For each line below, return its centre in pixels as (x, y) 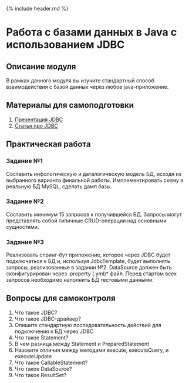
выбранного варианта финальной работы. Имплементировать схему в (95, 180)
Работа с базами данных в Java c (92, 32)
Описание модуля (41, 66)
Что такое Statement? (41, 337)
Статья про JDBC (36, 125)
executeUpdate (33, 356)
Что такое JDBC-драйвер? (48, 319)
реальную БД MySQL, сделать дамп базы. (59, 186)
